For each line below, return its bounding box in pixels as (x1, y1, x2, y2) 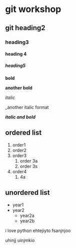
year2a (19, 212, 35, 218)
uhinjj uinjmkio (5, 237, 35, 243)
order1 (12, 142, 26, 148)
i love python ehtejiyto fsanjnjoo (5, 227, 71, 233)
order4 (12, 168, 27, 174)
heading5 (5, 62, 26, 68)
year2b (19, 217, 35, 224)
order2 (12, 147, 26, 153)
